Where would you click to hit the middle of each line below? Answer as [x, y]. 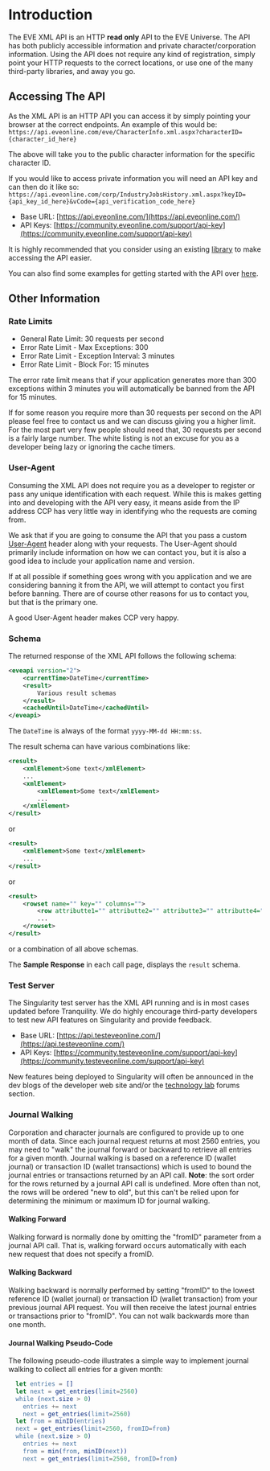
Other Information [54, 299]
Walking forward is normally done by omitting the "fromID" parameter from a [135, 1237]
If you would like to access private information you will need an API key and [133, 178]
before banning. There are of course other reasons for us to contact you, [129, 594]
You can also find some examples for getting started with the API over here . [133, 273]
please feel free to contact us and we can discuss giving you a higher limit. [132, 421]
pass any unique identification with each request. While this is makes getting [135, 494]
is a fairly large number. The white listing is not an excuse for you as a [124, 438]
